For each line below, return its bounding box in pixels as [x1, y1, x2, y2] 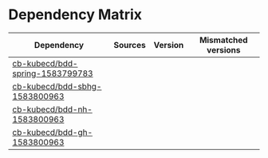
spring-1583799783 [12, 68, 93, 79]
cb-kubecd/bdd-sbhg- [12, 81, 102, 92]
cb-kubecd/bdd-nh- [12, 104, 93, 115]
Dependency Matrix [8, 6, 142, 24]
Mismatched [199, 34, 249, 45]
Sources [113, 39, 146, 50]
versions [207, 44, 241, 55]
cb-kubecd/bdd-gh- [12, 126, 93, 137]
